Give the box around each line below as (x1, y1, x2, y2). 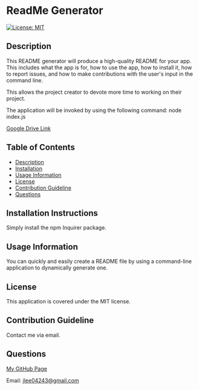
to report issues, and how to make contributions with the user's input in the (6, 70, 194, 78)
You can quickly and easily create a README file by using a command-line (6, 258, 192, 265)
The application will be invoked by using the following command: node (6, 107, 182, 114)
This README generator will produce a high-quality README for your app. (6, 57, 192, 64)
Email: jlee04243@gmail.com (6, 377, 79, 384)
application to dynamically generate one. (6, 264, 108, 271)
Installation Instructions (6, 208, 99, 218)
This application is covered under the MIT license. (6, 298, 131, 305)
